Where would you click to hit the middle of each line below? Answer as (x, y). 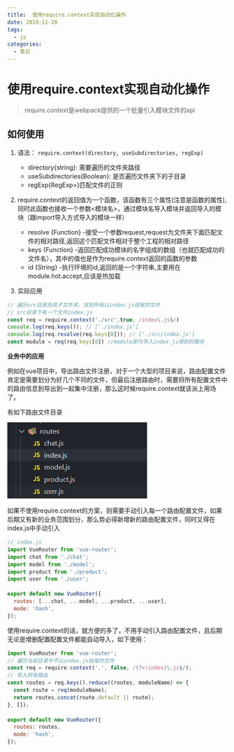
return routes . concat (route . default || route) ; (84, 697)
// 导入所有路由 (28, 676)
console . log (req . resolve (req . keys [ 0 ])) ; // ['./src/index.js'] (101, 335)
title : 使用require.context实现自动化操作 (67, 15)
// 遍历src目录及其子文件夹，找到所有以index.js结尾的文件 (84, 305)
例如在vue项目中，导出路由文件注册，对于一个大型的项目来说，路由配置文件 (117, 371)
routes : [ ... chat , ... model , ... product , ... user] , (90, 601)
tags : (15, 29)
